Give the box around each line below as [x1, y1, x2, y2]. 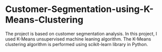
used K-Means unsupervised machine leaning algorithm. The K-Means [5, 36, 151, 42]
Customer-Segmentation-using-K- [5, 3, 154, 15]
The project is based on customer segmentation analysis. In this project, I [5, 30, 157, 36]
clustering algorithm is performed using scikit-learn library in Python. [5, 41, 148, 47]
